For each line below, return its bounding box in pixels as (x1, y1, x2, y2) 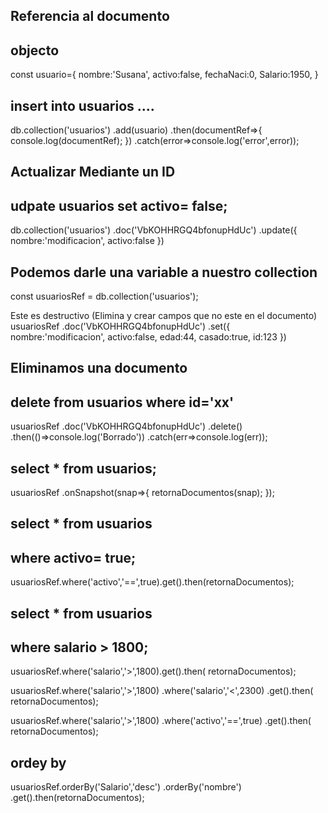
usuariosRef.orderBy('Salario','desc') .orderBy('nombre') (10, 781, 242, 793)
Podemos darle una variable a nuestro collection (10, 264, 318, 281)
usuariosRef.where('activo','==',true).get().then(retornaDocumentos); (10, 576, 295, 588)
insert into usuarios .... (10, 97, 155, 114)
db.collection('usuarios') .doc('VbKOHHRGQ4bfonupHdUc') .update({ (10, 224, 298, 236)
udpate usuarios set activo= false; (10, 197, 228, 214)
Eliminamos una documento (10, 360, 188, 377)
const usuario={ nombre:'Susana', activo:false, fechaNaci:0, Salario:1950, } (10, 69, 319, 81)
